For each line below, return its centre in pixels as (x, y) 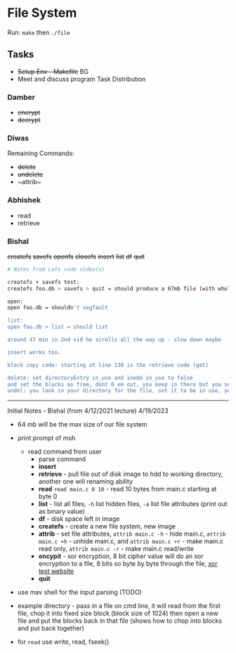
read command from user (65, 452)
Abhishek (24, 200)
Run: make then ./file (39, 32)
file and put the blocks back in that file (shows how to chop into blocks (120, 621)
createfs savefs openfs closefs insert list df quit (76, 256)
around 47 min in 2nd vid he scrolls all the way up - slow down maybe (114, 340)
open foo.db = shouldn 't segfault (58, 308)
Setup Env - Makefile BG (53, 71)
